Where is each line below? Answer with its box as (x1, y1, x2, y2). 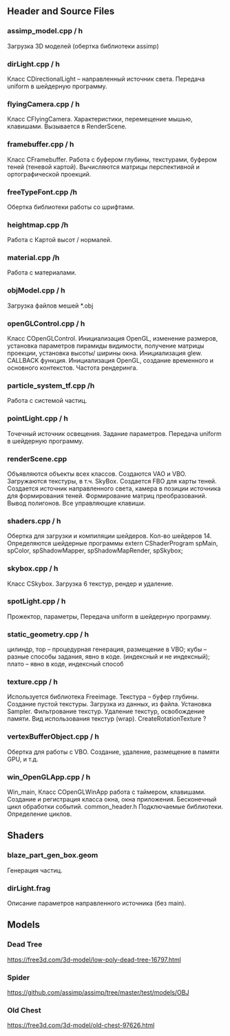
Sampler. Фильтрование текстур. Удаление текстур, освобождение (7, 707, 205, 716)
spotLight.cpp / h (7, 597, 66, 606)
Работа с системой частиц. (7, 397, 87, 405)
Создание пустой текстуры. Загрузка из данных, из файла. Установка (7, 700, 212, 708)
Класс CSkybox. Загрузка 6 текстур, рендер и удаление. (7, 579, 174, 588)
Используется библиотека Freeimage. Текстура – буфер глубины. (7, 693, 199, 701)
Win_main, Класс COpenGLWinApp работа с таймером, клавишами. (7, 788, 206, 796)
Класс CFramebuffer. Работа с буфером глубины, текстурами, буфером (7, 155, 217, 163)
